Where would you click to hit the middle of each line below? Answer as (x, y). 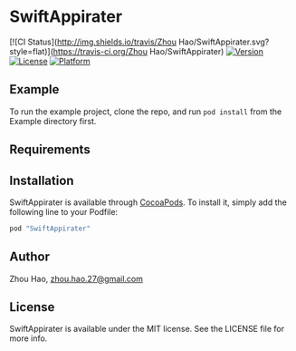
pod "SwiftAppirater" (50, 229)
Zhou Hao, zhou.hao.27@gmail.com (76, 278)
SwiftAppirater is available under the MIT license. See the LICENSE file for (147, 329)
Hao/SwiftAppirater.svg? (224, 42)
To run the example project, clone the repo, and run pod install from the (146, 112)
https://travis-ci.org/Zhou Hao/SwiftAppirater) (138, 51)
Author (29, 257)
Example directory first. (53, 121)
